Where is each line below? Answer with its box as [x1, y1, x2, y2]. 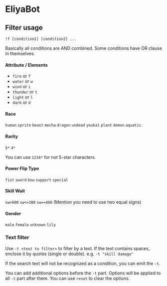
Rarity [5, 134, 18, 139]
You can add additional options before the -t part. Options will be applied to [5, 270, 161, 276]
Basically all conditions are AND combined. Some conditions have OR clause [5, 45, 163, 51]
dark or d [12, 100, 31, 106]
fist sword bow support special [5, 177, 68, 182]
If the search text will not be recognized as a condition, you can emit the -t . [5, 260, 161, 266]
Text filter [5, 234, 29, 241]
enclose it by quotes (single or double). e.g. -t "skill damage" [5, 251, 134, 257]
